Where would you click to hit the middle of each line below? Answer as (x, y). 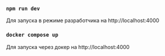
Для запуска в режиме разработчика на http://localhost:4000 (83, 20)
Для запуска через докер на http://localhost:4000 (68, 47)
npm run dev (23, 8)
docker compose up (32, 35)
